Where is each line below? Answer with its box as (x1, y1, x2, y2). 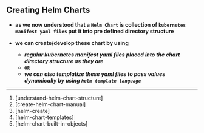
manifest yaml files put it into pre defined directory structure (15, 27, 174, 35)
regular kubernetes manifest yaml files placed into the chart (24, 51, 180, 58)
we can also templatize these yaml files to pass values (24, 70, 166, 78)
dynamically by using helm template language (24, 77, 141, 84)
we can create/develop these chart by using (15, 39, 129, 46)
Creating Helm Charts (6, 5, 90, 15)
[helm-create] (15, 107, 50, 114)
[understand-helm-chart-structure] (15, 94, 103, 101)
